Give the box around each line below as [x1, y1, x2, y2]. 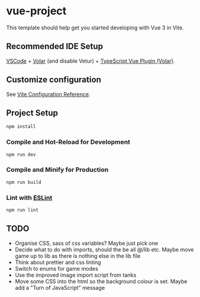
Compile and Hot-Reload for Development [6, 138, 131, 146]
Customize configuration [6, 75, 102, 85]
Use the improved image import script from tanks [14, 271, 137, 278]
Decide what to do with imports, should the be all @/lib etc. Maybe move [14, 246, 194, 253]
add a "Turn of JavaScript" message [14, 284, 105, 291]
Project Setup [6, 108, 59, 118]
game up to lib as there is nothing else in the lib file [14, 252, 141, 259]
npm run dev [6, 151, 36, 157]
